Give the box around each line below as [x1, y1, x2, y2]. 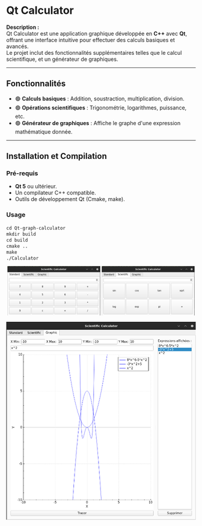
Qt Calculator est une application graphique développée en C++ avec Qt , [6, 29, 188, 37]
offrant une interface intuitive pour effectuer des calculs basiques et [6, 36, 176, 43]
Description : [6, 23, 40, 31]
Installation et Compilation [6, 151, 107, 161]
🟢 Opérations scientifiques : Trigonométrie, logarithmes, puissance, [14, 104, 187, 111]
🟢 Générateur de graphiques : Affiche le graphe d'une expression [14, 119, 181, 126]
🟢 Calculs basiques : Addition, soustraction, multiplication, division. [14, 94, 185, 102]
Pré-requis [6, 169, 38, 178]
